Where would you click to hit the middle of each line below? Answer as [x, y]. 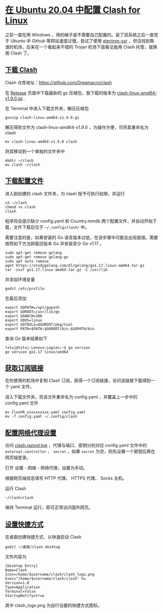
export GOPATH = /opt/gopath [32, 307]
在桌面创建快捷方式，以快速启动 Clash [43, 537]
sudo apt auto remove [27, 261]
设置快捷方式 [24, 524]
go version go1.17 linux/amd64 [37, 352]
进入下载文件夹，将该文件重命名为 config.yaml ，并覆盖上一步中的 [71, 397]
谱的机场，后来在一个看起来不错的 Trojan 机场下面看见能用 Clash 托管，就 [79, 47]
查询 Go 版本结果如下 [26, 338]
